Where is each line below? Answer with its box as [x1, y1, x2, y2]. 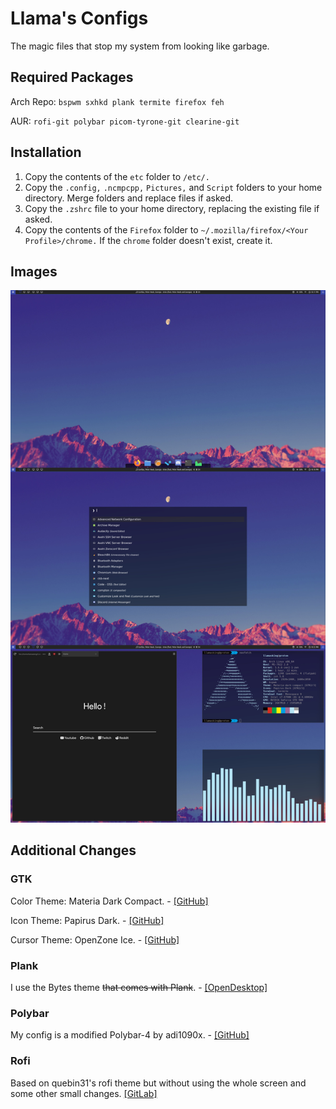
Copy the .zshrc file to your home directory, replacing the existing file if [24, 202, 320, 214]
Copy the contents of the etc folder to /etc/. [24, 170, 210, 182]
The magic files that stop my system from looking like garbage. [10, 40, 270, 52]
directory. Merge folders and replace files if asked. [24, 192, 234, 204]
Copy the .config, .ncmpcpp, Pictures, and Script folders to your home [24, 181, 323, 193]
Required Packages [10, 69, 134, 86]
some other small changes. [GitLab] [10, 1087, 158, 1099]
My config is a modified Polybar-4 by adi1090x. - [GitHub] [10, 1029, 250, 1041]
